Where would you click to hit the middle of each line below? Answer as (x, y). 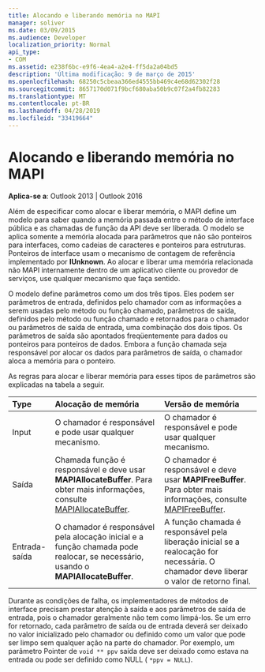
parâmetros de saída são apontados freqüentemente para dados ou (118, 336)
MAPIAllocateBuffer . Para (104, 479)
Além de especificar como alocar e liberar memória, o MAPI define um (122, 211)
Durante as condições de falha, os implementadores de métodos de (118, 600)
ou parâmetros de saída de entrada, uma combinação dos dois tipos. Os (125, 327)
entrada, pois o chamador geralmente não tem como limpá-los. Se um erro (129, 618)
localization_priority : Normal (60, 45)
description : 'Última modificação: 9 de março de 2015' (102, 74)
